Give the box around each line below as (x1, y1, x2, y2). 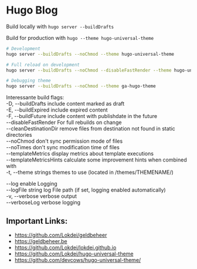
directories (6, 132, 32, 139)
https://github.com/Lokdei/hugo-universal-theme (14, 250, 134, 257)
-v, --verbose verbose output (6, 193, 77, 200)
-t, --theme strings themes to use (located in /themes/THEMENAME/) (6, 169, 174, 176)
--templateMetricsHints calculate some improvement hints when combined (6, 156, 187, 163)
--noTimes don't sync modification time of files (6, 144, 120, 151)
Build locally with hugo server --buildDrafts (6, 23, 114, 30)
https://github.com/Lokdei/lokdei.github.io (14, 244, 117, 251)
